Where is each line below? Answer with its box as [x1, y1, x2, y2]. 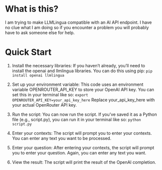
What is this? [5, 3, 59, 15]
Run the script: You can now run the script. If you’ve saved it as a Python [12, 111, 157, 117]
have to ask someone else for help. [5, 30, 75, 35]
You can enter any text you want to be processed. [12, 135, 112, 141]
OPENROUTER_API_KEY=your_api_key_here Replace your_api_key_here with [12, 97, 155, 103]
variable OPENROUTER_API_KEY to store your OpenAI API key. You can [12, 86, 155, 93]
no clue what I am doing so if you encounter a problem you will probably [5, 24, 149, 30]
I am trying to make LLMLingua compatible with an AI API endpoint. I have [5, 19, 152, 25]
